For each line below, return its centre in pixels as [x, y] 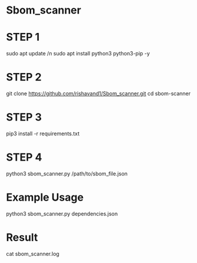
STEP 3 [24, 117]
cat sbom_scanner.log [33, 254]
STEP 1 [23, 37]
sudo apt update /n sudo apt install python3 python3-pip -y [78, 54]
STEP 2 [24, 77]
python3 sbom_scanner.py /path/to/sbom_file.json [67, 174]
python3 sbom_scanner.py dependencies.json [62, 214]
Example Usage [45, 197]
